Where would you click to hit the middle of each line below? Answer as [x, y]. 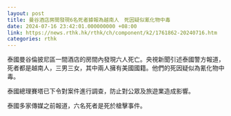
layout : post [26, 13]
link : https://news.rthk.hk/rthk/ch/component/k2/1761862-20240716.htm [112, 33]
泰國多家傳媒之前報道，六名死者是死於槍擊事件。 [77, 106]
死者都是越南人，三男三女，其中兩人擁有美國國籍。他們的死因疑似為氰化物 [113, 68]
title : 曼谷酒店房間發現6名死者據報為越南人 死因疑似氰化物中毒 [89, 20]
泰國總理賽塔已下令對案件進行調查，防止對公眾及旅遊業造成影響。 [101, 91]
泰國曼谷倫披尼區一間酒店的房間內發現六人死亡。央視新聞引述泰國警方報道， [116, 60]
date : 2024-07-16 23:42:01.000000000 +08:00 [72, 26]
